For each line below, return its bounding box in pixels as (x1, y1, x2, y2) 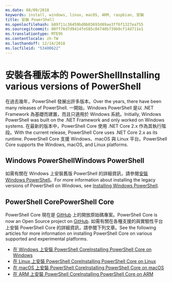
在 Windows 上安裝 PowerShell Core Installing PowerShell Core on (12, 247, 152, 253)
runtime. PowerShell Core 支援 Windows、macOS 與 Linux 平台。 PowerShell (5, 135, 167, 142)
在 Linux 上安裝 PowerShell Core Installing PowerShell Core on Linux (12, 258, 157, 265)
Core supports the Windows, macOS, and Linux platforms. (5, 142, 128, 148)
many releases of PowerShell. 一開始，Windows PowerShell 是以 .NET (5, 105, 154, 111)
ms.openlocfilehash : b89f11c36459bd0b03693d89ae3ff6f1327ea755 (5, 22, 144, 27)
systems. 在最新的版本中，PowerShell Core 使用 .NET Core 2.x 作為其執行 (5, 123, 162, 129)
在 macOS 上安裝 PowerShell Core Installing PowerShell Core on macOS (12, 265, 164, 271)
